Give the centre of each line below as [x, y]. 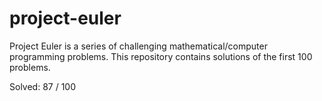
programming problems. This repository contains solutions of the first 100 [161, 56]
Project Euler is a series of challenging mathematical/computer [138, 46]
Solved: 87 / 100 [42, 86]
